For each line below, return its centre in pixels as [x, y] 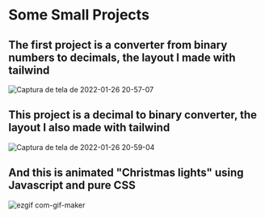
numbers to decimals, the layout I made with [122, 57]
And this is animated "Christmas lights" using [126, 173]
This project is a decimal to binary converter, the [132, 115]
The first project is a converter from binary [118, 45]
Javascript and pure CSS [72, 185]
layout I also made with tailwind [89, 128]
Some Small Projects [79, 15]
